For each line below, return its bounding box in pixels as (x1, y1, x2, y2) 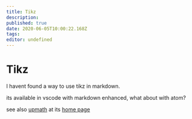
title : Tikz (6, 8, 36, 15)
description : (6, 14, 39, 20)
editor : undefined (6, 37, 52, 43)
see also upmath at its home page (6, 106, 90, 113)
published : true (6, 20, 47, 26)
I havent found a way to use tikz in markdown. (6, 82, 120, 90)
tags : (6, 31, 20, 37)
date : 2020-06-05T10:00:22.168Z (6, 25, 87, 32)
